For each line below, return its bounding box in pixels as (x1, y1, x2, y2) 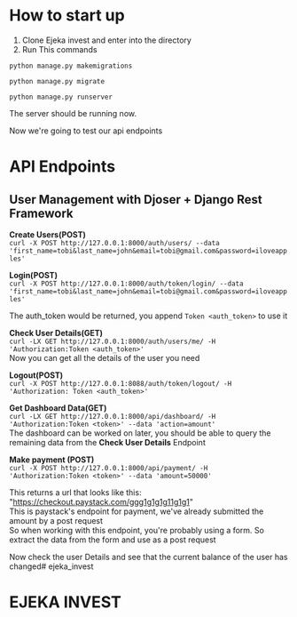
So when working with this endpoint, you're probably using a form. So (9, 525, 264, 535)
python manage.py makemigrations (9, 61, 133, 70)
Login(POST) (9, 269, 58, 280)
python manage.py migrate (9, 76, 105, 85)
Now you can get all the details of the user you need (9, 352, 200, 363)
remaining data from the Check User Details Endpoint (9, 437, 206, 447)
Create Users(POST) (9, 228, 87, 240)
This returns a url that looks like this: (9, 486, 142, 498)
